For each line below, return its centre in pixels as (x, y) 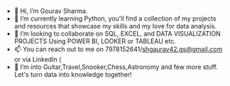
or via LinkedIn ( (38, 59)
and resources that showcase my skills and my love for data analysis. (115, 26)
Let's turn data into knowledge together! (73, 74)
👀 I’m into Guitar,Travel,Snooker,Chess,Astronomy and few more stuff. (116, 67)
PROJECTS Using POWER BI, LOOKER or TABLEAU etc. (95, 41)
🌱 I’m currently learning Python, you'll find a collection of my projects (115, 18)
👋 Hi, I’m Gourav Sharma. (51, 11)
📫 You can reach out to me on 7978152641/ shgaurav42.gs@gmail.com (118, 49)
